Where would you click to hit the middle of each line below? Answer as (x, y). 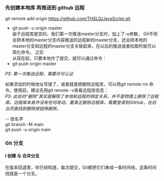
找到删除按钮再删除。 (39, 109)
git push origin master (34, 64)
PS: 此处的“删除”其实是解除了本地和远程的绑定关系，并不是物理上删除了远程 (82, 97)
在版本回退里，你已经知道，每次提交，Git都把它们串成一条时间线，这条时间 (81, 167)
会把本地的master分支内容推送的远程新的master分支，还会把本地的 (80, 40)
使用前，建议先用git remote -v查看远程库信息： (61, 90)
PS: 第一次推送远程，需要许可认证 (39, 74)
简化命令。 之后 (28, 52)
